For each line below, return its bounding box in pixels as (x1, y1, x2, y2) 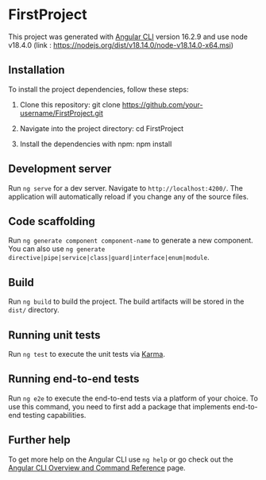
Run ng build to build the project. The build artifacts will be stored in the (8, 296, 245, 307)
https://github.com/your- (121, 99, 203, 109)
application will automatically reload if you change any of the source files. (8, 192, 249, 201)
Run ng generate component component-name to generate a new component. (8, 236, 254, 246)
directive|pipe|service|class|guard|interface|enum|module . (8, 253, 210, 262)
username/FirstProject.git (19, 108, 103, 118)
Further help (8, 433, 71, 447)
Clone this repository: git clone (19, 99, 121, 109)
